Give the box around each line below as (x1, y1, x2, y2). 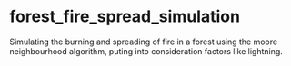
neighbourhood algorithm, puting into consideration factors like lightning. (9, 45, 284, 56)
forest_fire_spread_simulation (9, 6, 241, 27)
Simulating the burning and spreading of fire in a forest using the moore (9, 36, 278, 47)
